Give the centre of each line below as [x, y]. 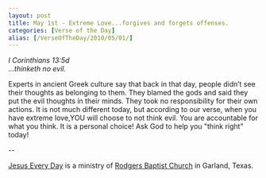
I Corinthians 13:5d [39, 60]
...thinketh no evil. [37, 69]
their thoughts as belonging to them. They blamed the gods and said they [128, 93]
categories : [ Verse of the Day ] [62, 30]
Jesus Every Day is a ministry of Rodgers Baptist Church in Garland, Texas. [131, 166]
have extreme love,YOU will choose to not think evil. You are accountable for [133, 118]
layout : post [30, 15]
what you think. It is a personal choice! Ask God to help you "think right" [126, 126]
